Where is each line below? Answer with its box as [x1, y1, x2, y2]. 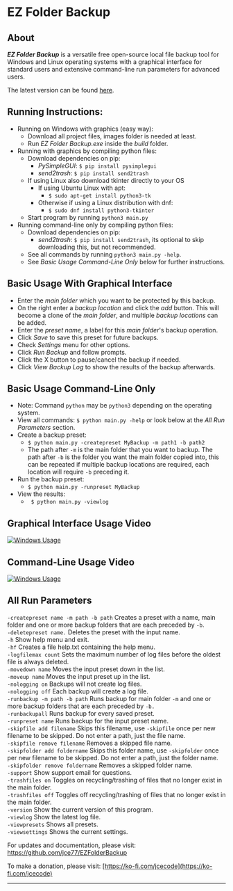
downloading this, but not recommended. [37, 243, 156, 251]
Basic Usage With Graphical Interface [7, 278, 173, 289]
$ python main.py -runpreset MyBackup [27, 484, 140, 491]
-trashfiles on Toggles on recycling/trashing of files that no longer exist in [7, 776, 223, 784]
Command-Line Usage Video [7, 556, 135, 568]
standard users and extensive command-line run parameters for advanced [7, 65, 221, 73]
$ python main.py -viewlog [31, 499, 109, 506]
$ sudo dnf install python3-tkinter [48, 207, 155, 214]
